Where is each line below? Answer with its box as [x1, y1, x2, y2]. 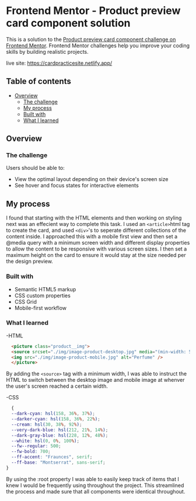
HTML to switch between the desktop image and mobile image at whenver [6, 377, 185, 384]
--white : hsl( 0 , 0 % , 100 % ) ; [11, 438, 80, 444]
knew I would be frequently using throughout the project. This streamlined [6, 482, 184, 489]
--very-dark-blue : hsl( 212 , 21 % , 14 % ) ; [11, 427, 108, 433]
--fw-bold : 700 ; [11, 448, 51, 455]
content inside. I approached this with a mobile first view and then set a [6, 233, 178, 240]
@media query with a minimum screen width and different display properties [6, 239, 190, 246]
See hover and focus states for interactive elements [14, 182, 139, 189]
